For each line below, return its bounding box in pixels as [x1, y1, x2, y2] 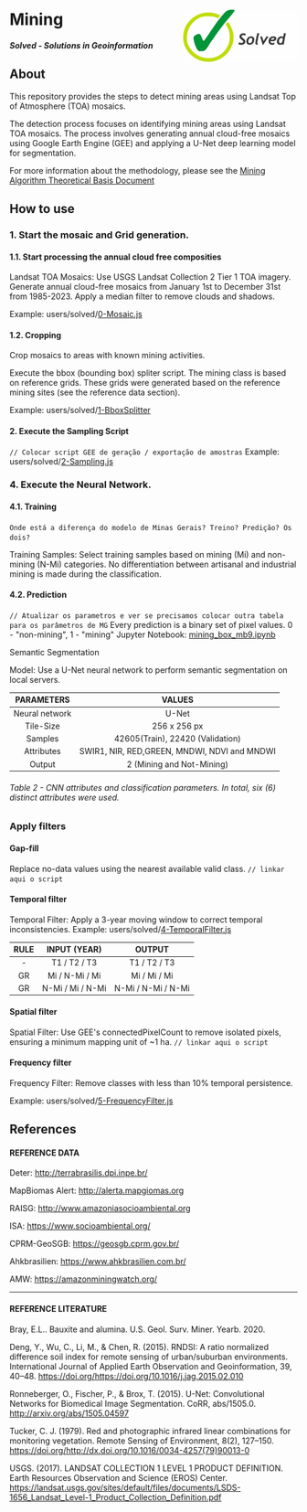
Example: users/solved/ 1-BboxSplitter [9, 405, 151, 416]
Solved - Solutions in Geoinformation [9, 39, 153, 50]
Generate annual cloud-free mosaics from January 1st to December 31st [9, 282, 281, 293]
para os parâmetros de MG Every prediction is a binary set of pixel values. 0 [9, 619, 293, 630]
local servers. [9, 674, 61, 685]
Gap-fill [9, 842, 39, 854]
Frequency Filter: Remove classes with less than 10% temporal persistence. [9, 1077, 294, 1088]
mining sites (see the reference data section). [9, 387, 181, 398]
